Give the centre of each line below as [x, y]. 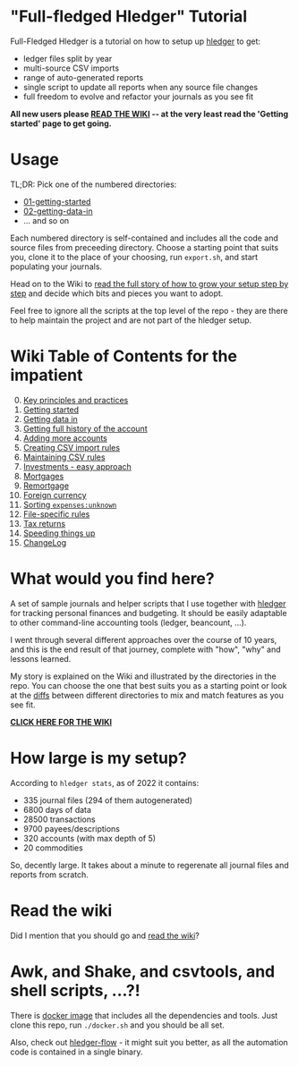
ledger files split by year [68, 58]
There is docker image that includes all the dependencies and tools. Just [144, 1015]
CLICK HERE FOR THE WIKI [61, 722]
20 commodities [53, 848]
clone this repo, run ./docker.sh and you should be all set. [117, 1025]
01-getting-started [57, 201]
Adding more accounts [65, 438]
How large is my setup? [98, 758]
